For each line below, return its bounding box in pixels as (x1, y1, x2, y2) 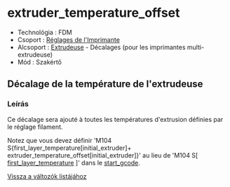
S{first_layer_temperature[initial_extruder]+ (7, 144, 132, 152)
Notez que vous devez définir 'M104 (7, 136, 112, 144)
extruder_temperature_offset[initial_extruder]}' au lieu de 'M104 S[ (7, 151, 198, 159)
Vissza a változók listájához (7, 172, 87, 180)
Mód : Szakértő (17, 57, 62, 66)
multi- (187, 43, 205, 51)
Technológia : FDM (17, 28, 72, 36)
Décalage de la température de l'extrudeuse (7, 78, 203, 90)
